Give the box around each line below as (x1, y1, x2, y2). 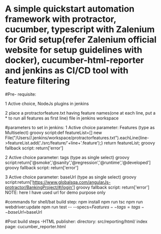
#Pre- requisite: (5, 91, 36, 97)
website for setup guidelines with (5, 44, 143, 56)
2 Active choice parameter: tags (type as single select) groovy (5, 154, 129, 160)
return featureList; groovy (104, 140, 155, 146)
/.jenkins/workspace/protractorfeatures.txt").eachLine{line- (30, 134, 149, 141)
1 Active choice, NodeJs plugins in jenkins (5, 101, 89, 106)
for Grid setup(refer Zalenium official (5, 34, 157, 45)
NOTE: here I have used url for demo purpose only (5, 190, 106, 195)
